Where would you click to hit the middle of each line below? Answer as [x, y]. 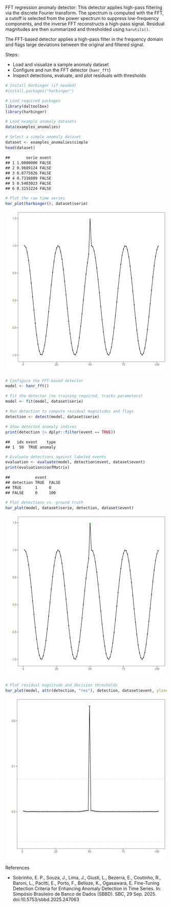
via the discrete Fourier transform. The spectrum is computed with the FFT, [84, 13]
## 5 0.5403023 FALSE [28, 183]
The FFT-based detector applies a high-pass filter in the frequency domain [84, 39]
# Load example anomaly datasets [41, 122]
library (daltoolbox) [27, 106]
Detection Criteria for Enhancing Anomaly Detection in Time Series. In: [87, 889]
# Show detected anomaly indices [41, 427]
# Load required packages [33, 101]
